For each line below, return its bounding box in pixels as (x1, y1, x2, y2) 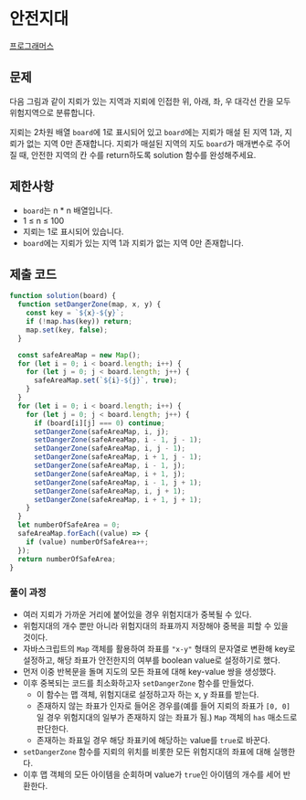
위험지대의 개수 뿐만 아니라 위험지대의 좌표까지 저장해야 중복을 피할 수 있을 (22, 620, 290, 631)
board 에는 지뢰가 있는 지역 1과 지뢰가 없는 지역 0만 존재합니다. (22, 237, 244, 248)
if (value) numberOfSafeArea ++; (26, 537, 149, 547)
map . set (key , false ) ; (26, 325, 108, 335)
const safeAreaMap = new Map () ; (17, 350, 142, 359)
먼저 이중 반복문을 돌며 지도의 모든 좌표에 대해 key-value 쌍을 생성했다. (22, 666, 277, 677)
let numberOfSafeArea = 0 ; (17, 520, 121, 530)
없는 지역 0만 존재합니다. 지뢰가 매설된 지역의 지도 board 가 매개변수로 (26, 138, 274, 149)
